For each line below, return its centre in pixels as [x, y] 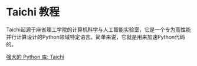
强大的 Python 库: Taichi [35, 57]
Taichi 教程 [33, 12]
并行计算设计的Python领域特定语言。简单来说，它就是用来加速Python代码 [96, 37]
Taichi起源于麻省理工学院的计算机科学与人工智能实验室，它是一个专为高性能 [98, 29]
